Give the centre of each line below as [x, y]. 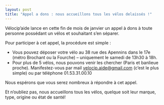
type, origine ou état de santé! [35, 97]
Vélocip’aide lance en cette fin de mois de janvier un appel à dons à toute [79, 28]
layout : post [18, 10]
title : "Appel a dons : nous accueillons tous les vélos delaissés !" [79, 14]
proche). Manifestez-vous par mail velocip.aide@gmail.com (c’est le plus [85, 68]
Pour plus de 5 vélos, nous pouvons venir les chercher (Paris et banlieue [85, 63]
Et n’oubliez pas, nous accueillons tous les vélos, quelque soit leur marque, [81, 92]
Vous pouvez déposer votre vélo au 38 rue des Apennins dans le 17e [81, 52]
